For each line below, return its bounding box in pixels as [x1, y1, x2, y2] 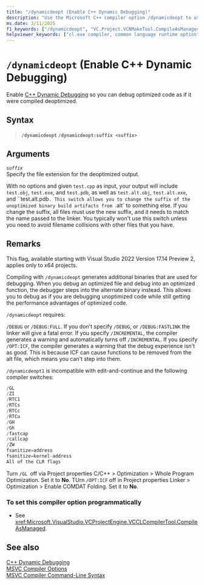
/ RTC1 [6, 397, 20, 403]
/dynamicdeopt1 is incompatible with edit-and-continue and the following [6, 367, 188, 374]
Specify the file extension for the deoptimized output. [6, 170, 140, 177]
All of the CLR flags [6, 458, 61, 465]
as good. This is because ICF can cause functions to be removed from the [6, 349, 192, 356]
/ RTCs [6, 402, 20, 408]
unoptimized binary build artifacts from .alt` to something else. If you [6, 202, 188, 209]
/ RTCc [6, 408, 20, 414]
